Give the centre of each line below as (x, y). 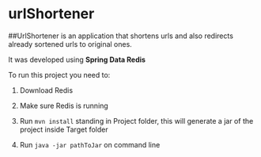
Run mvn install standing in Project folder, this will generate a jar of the (136, 121)
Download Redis (46, 90)
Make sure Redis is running (64, 105)
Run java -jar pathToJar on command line (90, 144)
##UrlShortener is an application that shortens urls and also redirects (121, 36)
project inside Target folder (64, 129)
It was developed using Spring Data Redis (77, 59)
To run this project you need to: (59, 75)
